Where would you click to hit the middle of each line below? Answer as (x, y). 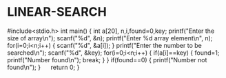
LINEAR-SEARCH (57, 12)
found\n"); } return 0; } (43, 67)
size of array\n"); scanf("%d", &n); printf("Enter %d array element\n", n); (110, 38)
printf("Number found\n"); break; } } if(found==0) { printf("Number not (107, 60)
